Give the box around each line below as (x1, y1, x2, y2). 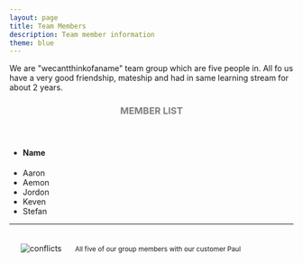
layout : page (9, 13, 59, 23)
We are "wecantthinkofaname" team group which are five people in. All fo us (9, 63, 294, 74)
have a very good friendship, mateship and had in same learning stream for (9, 73, 289, 84)
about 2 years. (9, 82, 63, 93)
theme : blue (9, 38, 54, 48)
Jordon (22, 186, 50, 197)
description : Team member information (9, 30, 155, 39)
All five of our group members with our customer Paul (75, 244, 242, 253)
